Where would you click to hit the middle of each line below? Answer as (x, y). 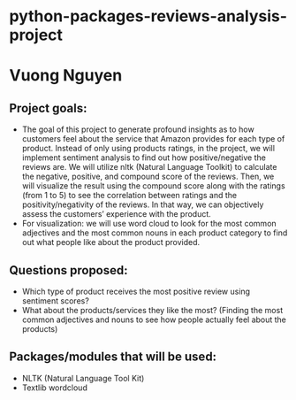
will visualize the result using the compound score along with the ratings (153, 186)
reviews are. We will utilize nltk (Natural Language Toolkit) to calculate (149, 167)
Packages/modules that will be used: (113, 357)
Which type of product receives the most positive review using (136, 291)
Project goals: (48, 108)
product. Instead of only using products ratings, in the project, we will (148, 149)
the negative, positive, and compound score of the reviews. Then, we (148, 177)
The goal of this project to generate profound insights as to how (138, 129)
